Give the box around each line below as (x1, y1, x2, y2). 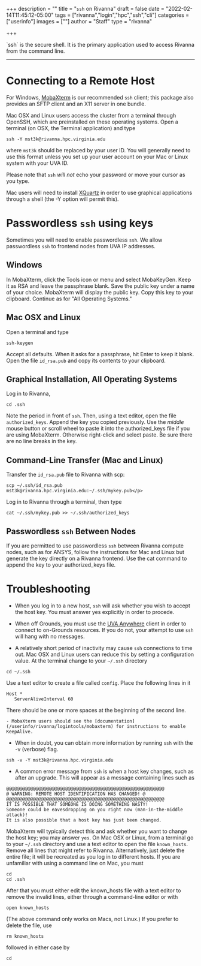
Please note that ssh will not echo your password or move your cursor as (6, 171, 185, 178)
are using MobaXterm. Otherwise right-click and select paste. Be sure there (6, 431, 193, 438)
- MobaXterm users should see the (6, 718, 93, 724)
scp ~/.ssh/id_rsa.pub (6, 483, 63, 489)
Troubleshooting (6, 582, 91, 596)
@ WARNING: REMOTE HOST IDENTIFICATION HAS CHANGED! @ (6, 791, 146, 797)
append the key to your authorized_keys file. (6, 561, 116, 568)
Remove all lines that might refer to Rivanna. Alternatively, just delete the (6, 847, 185, 854)
